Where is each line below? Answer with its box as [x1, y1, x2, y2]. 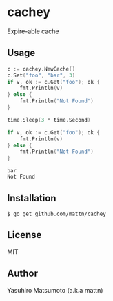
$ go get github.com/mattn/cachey [7, 210, 107, 217]
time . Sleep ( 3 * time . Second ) [7, 116, 91, 123]
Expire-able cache [7, 27, 60, 35]
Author [7, 268, 38, 280]
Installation [7, 192, 56, 204]
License [7, 229, 42, 241]
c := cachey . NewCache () [7, 65, 76, 73]
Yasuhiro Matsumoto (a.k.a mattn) [7, 286, 103, 294]
